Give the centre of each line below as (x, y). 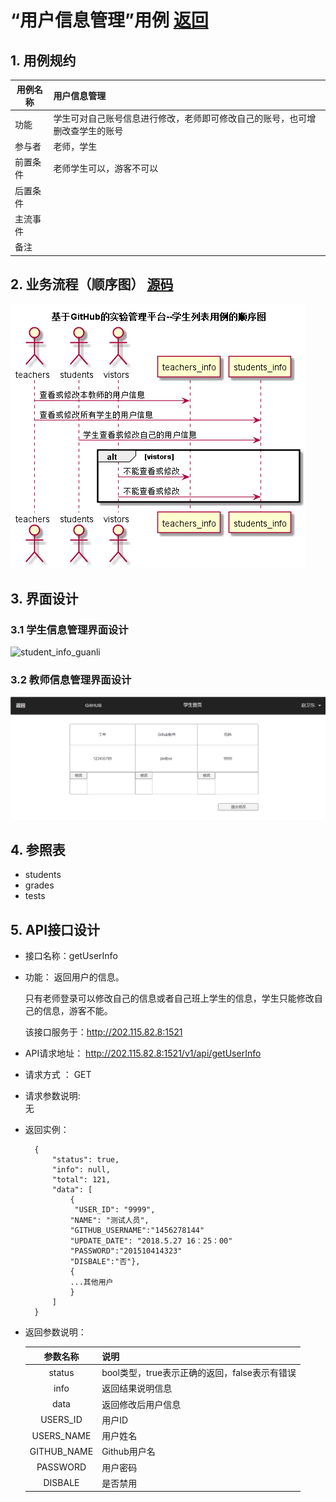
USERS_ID (61, 1420)
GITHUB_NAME (61, 1451)
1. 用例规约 (43, 60)
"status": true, (85, 1160)
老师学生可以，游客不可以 (106, 168)
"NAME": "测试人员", (109, 1221)
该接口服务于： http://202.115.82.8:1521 (103, 1032)
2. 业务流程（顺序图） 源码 (92, 284)
